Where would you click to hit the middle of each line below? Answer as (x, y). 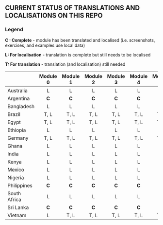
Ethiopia (17, 130)
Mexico (16, 169)
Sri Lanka (18, 207)
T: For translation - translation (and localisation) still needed (65, 64)
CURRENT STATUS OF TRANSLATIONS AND (72, 8)
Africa (15, 199)
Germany (18, 138)
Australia (17, 91)
